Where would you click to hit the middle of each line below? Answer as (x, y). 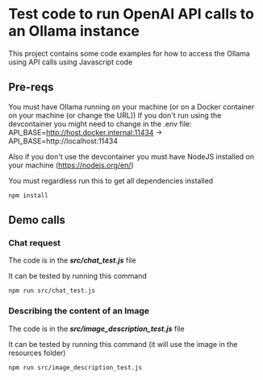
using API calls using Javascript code (71, 62)
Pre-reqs (31, 87)
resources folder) (37, 353)
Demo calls (37, 220)
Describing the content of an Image (79, 311)
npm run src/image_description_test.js (75, 367)
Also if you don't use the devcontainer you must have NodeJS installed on (131, 156)
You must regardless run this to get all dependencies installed (111, 180)
